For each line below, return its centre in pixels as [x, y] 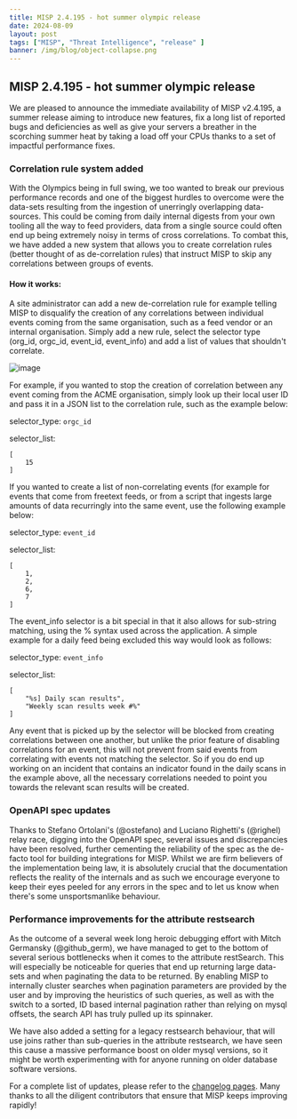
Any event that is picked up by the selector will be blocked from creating [142, 731]
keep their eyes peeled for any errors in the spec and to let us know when [144, 886]
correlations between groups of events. [81, 264]
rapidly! [23, 1105]
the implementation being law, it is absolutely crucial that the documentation [148, 867]
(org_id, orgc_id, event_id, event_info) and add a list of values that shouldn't [148, 341]
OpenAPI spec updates [60, 811]
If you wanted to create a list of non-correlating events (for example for [140, 487]
